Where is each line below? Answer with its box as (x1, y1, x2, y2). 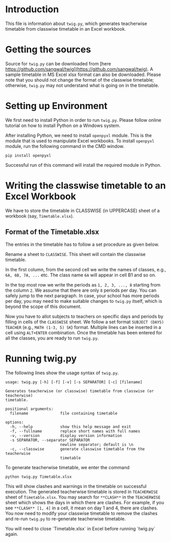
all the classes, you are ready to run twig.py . (5, 335, 99, 341)
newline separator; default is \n (60, 442, 134, 447)
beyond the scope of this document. (5, 303, 82, 309)
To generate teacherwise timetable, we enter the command (5, 464, 130, 470)
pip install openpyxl (5, 153, 52, 158)
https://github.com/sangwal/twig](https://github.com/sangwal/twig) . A (5, 66, 154, 72)
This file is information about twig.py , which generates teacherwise (5, 20, 147, 27)
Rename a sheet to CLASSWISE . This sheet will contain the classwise (5, 251, 146, 257)
